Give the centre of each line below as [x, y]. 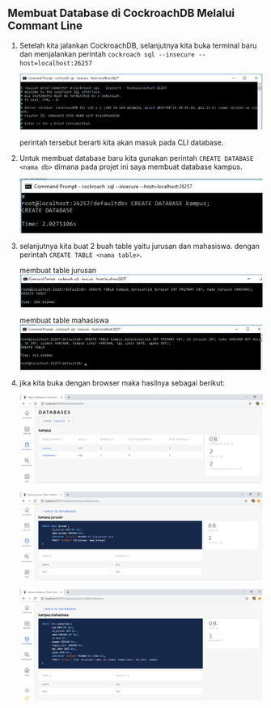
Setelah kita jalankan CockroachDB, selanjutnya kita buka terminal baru [138, 45]
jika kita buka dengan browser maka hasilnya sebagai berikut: [122, 382]
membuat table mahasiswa [64, 320]
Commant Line [45, 26]
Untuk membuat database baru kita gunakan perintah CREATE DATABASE [136, 158]
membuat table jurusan [58, 270]
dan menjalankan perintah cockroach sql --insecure [107, 54]
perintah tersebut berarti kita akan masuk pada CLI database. [121, 142]
